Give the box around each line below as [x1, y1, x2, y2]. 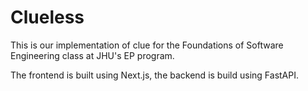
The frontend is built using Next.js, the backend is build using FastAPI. [10, 69, 299, 81]
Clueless [10, 6, 85, 29]
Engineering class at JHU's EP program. [10, 49, 175, 61]
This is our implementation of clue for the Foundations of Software [10, 39, 284, 51]
